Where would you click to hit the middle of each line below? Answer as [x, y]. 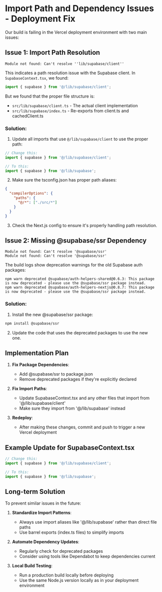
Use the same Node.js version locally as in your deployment [79, 580]
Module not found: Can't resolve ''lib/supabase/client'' [65, 64]
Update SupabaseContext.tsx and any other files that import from [84, 398]
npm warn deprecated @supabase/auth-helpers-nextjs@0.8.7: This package [80, 288]
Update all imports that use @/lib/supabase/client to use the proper [80, 139]
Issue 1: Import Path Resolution [52, 53]
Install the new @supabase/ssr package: [52, 314]
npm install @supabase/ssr [32, 323]
